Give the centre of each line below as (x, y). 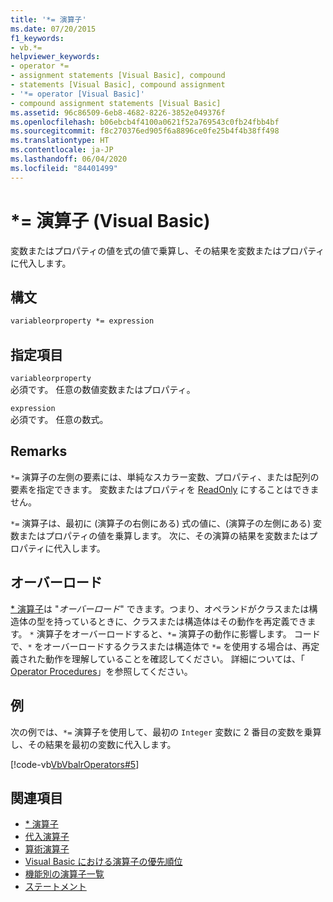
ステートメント (55, 887)
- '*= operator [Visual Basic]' (77, 94)
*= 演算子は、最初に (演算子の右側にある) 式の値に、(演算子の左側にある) (161, 523)
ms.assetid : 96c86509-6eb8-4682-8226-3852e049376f (118, 112)
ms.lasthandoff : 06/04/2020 (69, 159)
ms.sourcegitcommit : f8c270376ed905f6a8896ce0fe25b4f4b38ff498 (145, 131)
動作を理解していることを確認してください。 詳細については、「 (174, 658)
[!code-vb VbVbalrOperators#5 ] (75, 764)
